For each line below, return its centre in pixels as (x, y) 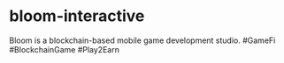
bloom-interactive (77, 16)
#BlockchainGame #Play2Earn (64, 49)
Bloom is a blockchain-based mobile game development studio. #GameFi (142, 40)
